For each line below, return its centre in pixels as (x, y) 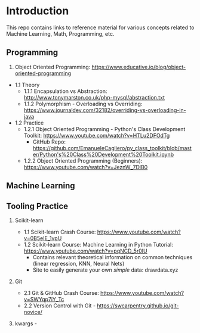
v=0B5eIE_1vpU (43, 238)
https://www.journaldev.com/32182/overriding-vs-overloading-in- (105, 110)
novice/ (33, 312)
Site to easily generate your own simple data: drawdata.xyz (105, 270)
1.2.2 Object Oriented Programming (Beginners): (83, 161)
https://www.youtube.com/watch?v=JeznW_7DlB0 (86, 167)
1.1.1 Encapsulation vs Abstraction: (65, 91)
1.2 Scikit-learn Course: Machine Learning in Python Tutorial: (98, 244)
